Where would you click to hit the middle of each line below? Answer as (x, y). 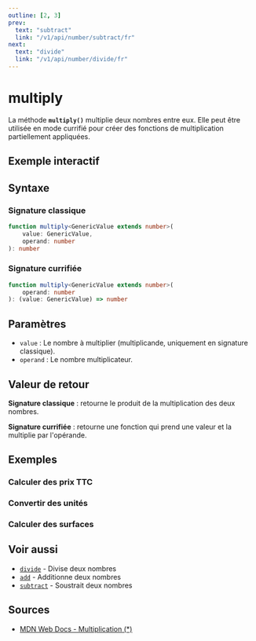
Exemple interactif (54, 161)
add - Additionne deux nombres (70, 577)
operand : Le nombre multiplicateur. (76, 360)
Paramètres (37, 324)
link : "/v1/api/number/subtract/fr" (75, 37)
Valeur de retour (49, 385)
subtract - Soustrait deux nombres (76, 585)
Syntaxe (29, 188)
